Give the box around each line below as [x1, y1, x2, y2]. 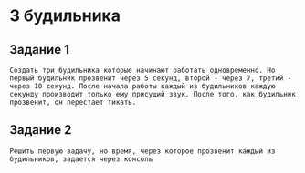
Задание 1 [9, 42, 70, 57]
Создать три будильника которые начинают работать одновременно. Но [9, 66, 276, 75]
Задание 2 [9, 122, 72, 137]
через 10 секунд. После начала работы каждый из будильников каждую [9, 82, 276, 91]
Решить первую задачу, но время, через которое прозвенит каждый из [9, 147, 276, 156]
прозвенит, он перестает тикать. [9, 97, 137, 107]
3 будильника [9, 5, 121, 26]
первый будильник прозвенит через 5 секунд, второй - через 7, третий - [9, 74, 292, 83]
